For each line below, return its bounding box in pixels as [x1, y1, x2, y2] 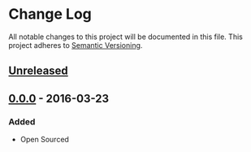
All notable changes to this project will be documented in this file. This [8, 32, 244, 41]
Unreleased [8, 64, 69, 78]
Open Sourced [19, 135, 69, 145]
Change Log [8, 5, 92, 24]
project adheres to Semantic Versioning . [8, 40, 143, 50]
